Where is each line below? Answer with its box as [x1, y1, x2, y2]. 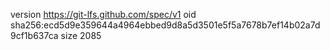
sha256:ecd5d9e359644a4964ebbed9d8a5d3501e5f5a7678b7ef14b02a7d [10, 19, 321, 31]
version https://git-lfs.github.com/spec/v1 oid [10, 9, 197, 20]
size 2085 [60, 30, 102, 41]
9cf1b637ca [10, 30, 59, 41]
